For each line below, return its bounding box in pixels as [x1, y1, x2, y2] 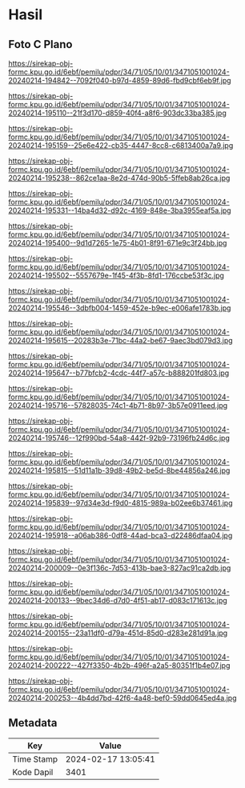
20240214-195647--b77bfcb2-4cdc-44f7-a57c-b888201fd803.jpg [8, 368, 230, 378]
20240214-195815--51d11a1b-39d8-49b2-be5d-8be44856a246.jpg [8, 466, 231, 475]
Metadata [8, 716, 58, 730]
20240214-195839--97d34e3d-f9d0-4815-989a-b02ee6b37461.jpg [8, 498, 233, 507]
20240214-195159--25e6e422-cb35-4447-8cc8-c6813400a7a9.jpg [8, 141, 234, 150]
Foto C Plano [8, 38, 73, 51]
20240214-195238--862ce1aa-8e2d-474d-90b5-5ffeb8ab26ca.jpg [8, 174, 231, 182]
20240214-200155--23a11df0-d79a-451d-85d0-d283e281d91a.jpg [8, 628, 228, 638]
